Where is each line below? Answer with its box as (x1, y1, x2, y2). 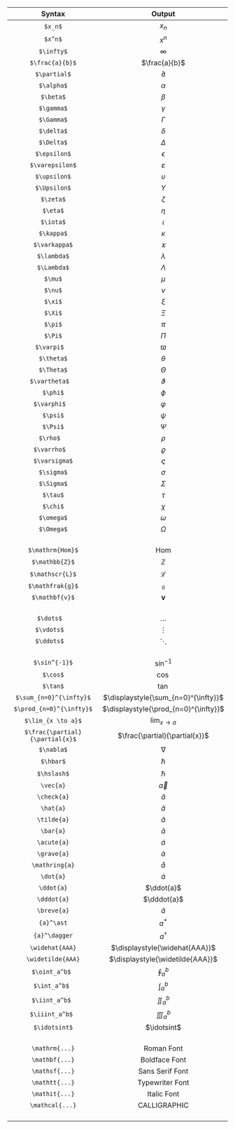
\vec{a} (41, 782, 66, 790)
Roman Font (143, 1043, 183, 1053)
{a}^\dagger (33, 932, 73, 940)
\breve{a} (36, 906, 70, 915)
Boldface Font (140, 1055, 187, 1065)
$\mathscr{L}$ (29, 570, 77, 578)
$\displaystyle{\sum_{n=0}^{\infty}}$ (103, 692, 224, 702)
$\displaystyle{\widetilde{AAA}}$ (109, 954, 218, 964)
